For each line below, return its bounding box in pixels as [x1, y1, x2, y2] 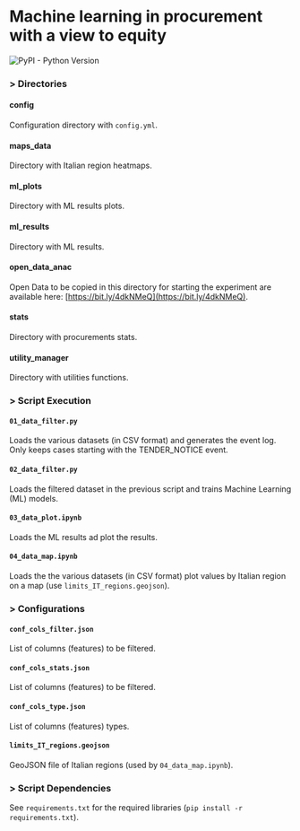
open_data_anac [9, 262, 73, 273]
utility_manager [9, 352, 69, 363]
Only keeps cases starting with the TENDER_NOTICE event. [9, 444, 228, 455]
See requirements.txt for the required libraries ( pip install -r [9, 802, 244, 813]
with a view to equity [9, 25, 167, 46]
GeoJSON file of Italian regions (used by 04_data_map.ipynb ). [9, 759, 234, 770]
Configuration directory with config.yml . [9, 119, 159, 131]
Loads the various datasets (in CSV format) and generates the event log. [9, 435, 277, 446]
